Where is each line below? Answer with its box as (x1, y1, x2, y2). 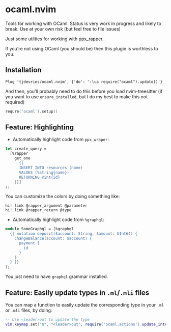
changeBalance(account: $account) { (14, 236, 93, 241)
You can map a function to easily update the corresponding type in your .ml (5, 302, 164, 308)
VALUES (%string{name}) (18, 170, 70, 175)
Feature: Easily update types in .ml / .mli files (5, 288, 150, 297)
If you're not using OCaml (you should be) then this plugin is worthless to (5, 45, 159, 51)
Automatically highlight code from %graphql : (12, 216, 105, 223)
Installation (5, 66, 42, 74)
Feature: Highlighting (5, 123, 74, 132)
